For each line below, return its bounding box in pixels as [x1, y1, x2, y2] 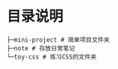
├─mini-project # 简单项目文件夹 [6, 35, 110, 44]
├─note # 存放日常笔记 [6, 44, 75, 52]
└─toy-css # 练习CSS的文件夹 [6, 53, 97, 61]
